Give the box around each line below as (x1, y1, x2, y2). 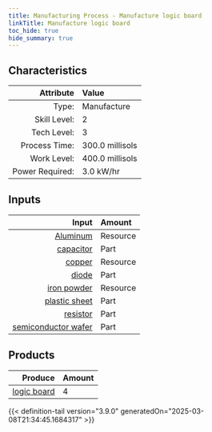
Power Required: (12, 166, 74, 177)
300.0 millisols (82, 140, 138, 151)
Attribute (39, 87, 74, 98)
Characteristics (8, 63, 88, 77)
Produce (22, 372, 55, 383)
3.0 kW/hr (82, 166, 120, 177)
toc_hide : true (8, 26, 59, 34)
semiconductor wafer (12, 321, 94, 332)
